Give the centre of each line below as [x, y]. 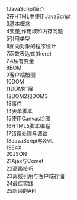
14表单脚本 [19, 111]
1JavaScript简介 [25, 9]
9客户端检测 [21, 75]
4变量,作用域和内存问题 [35, 31]
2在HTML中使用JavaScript [38, 16]
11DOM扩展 [20, 89]
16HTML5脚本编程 [28, 126]
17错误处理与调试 [27, 133]
